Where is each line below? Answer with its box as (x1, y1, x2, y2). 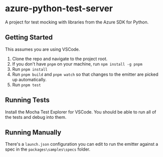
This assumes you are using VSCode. (5, 46, 80, 52)
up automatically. (12, 76, 47, 82)
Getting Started (5, 33, 53, 42)
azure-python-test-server (5, 3, 113, 14)
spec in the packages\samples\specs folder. (5, 146, 91, 152)
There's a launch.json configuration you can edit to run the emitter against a (5, 141, 158, 147)
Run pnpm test (12, 82, 41, 88)
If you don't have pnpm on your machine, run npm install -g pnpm (12, 61, 143, 67)
